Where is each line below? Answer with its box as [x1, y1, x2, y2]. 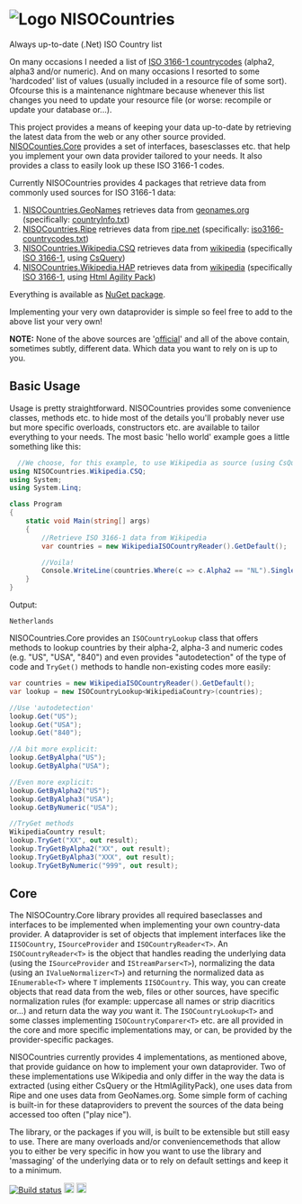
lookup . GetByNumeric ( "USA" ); [9, 803, 119, 812]
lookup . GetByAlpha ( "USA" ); [9, 762, 111, 771]
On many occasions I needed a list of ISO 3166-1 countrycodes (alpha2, [9, 56, 275, 67]
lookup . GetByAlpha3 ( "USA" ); [9, 794, 115, 804]
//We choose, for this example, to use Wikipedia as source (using [17, 458, 276, 468]
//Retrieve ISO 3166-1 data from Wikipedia [41, 533, 207, 543]
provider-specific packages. [9, 1035, 114, 1045]
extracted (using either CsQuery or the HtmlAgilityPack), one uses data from [9, 1081, 293, 1091]
